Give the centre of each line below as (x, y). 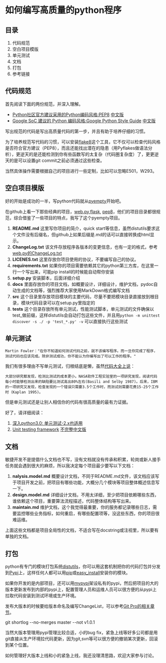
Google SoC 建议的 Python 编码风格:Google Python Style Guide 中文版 (84, 121)
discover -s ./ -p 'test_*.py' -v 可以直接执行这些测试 (70, 321)
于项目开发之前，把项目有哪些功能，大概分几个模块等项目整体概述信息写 (86, 482)
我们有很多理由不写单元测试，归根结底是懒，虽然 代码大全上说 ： (70, 366)
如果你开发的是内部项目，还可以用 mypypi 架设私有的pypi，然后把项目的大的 (82, 583)
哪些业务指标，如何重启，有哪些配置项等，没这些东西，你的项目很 (92, 514)
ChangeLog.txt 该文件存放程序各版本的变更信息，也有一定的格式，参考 (85, 247)
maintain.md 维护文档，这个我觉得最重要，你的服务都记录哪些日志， (83, 507)
